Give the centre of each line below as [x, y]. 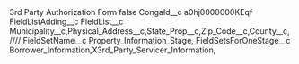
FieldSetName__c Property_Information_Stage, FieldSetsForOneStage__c [157, 40]
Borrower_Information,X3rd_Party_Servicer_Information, [113, 50]
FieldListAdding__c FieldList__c [66, 21]
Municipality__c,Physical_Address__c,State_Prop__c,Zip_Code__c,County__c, [149, 31]
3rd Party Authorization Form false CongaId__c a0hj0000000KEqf [131, 12]
